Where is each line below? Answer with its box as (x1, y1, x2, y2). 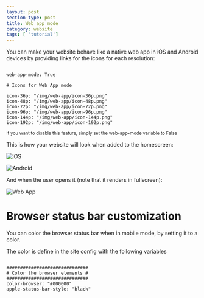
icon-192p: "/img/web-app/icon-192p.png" (6, 120, 113, 126)
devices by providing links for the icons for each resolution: (6, 55, 155, 62)
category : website (6, 26, 53, 32)
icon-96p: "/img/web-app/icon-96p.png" (6, 109, 108, 116)
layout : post (6, 9, 40, 15)
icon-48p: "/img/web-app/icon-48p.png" (6, 99, 108, 105)
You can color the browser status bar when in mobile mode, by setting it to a (6, 229, 198, 237)
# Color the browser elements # (6, 270, 88, 277)
